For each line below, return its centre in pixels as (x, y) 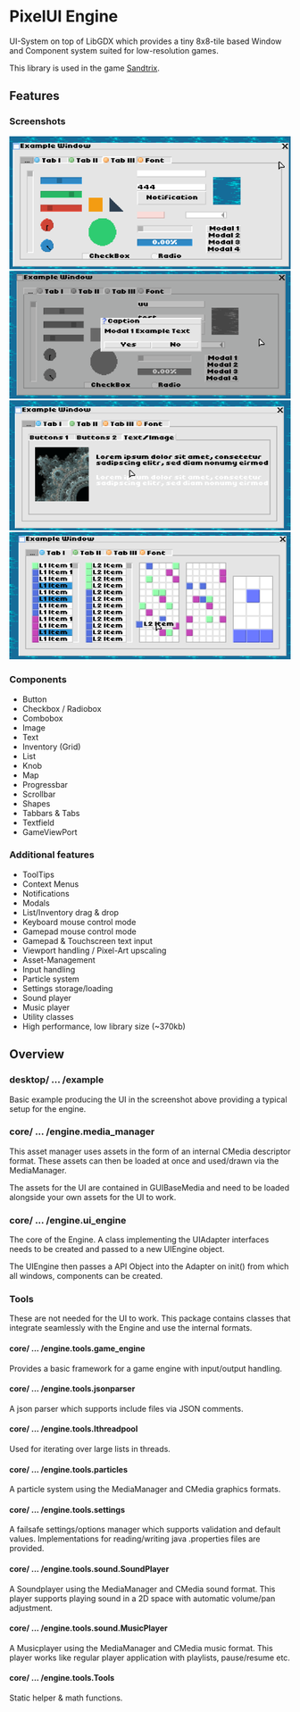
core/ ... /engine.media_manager (82, 1132)
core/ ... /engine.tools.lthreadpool (74, 1429)
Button (34, 699)
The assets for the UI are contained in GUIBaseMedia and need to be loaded (150, 1187)
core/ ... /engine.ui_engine (68, 1220)
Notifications (46, 893)
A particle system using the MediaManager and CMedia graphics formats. (145, 1490)
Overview (37, 1054)
